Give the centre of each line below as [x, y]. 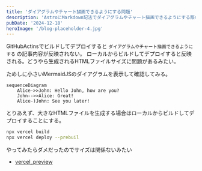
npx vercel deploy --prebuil [43, 138]
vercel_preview [34, 162]
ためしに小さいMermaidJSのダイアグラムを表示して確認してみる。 [89, 74]
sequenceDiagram [26, 85]
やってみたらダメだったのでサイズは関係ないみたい [69, 150]
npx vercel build [28, 132]
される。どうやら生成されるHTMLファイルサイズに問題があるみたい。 [93, 61]
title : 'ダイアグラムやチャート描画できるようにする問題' [70, 12]
